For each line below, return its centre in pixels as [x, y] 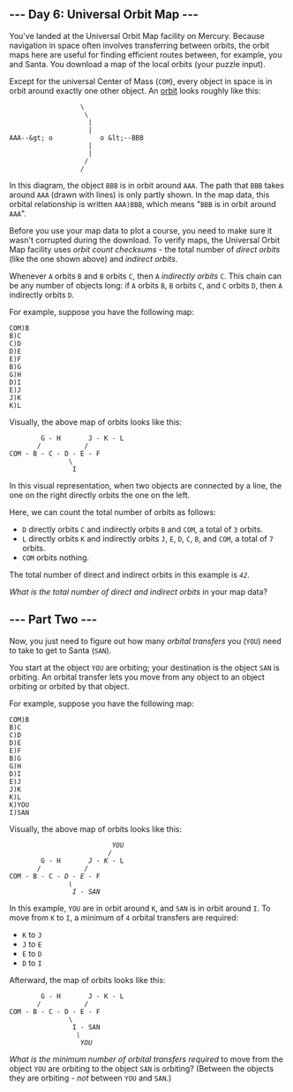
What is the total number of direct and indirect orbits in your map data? [139, 591]
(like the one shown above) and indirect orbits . [94, 258]
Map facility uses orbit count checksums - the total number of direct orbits [145, 249]
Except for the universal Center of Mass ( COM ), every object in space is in [141, 81]
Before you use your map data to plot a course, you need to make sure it [140, 230]
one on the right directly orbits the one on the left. [100, 495]
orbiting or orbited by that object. [69, 686]
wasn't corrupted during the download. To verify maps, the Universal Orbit [145, 240]
